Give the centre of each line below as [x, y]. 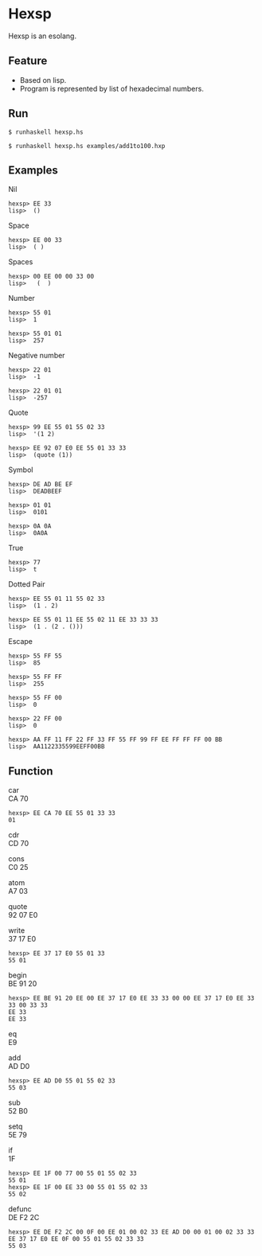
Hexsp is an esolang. [43, 36]
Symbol [21, 470]
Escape [21, 642]
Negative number [37, 356]
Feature [28, 61]
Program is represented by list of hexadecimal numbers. [112, 88]
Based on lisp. [43, 80]
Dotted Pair [27, 584]
